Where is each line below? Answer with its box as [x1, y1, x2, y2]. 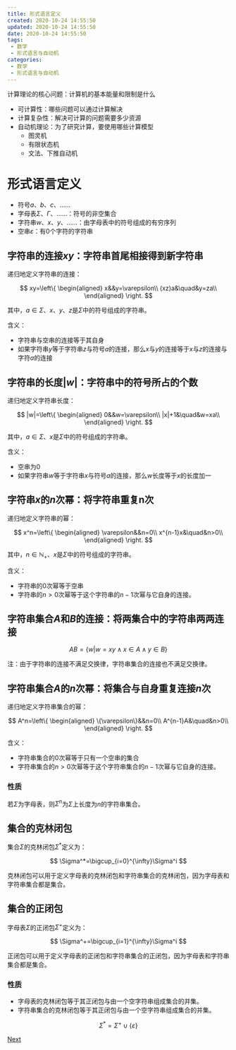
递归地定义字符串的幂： [7, 514, 75, 522]
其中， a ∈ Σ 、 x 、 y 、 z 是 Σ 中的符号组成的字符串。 [7, 306, 151, 315]
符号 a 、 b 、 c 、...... [17, 200, 71, 209]
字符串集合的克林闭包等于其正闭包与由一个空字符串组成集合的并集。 [17, 1006, 216, 1015]
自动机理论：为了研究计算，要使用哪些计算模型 [17, 122, 154, 131]
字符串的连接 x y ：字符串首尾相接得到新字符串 [7, 250, 204, 262]
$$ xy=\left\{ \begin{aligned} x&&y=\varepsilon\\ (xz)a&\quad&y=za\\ [20, 284, 217, 293]
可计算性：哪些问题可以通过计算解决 [17, 104, 123, 113]
